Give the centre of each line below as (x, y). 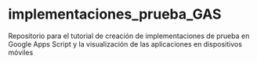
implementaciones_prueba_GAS (115, 14)
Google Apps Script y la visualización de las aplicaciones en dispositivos (125, 44)
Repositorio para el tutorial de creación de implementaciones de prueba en (129, 36)
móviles (21, 52)
